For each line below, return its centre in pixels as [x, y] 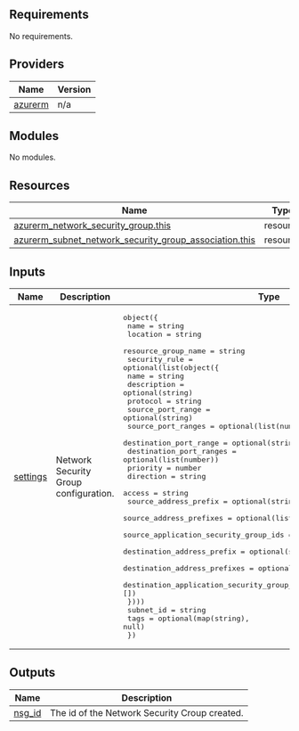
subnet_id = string [167, 610]
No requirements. [41, 36]
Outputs [32, 673]
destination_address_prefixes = [189, 568]
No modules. [32, 157]
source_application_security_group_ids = [208, 535]
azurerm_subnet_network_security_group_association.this [135, 240]
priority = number [165, 468]
